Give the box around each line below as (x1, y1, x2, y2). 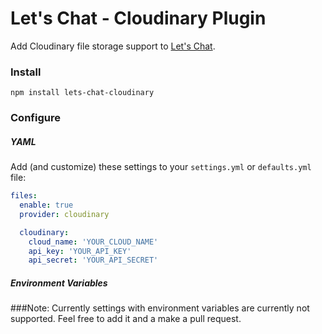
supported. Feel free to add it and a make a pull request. (10, 313, 242, 325)
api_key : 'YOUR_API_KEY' (28, 246, 132, 256)
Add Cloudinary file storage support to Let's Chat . (10, 40, 216, 52)
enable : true (19, 200, 74, 210)
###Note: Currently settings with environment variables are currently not (10, 302, 310, 314)
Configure (10, 111, 61, 125)
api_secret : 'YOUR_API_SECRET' (28, 255, 159, 266)
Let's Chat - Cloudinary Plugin (10, 7, 267, 30)
